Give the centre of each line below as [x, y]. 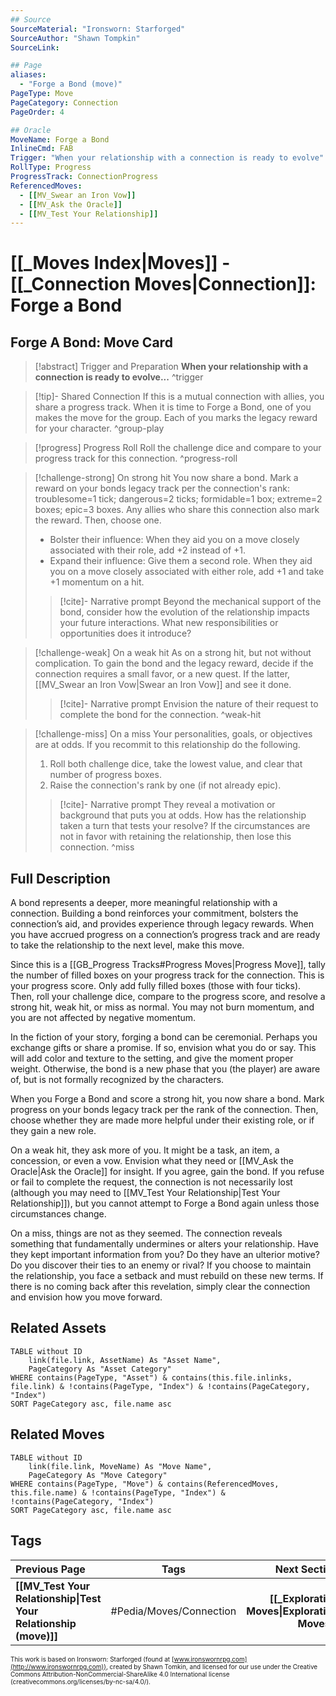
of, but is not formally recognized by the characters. [117, 1080]
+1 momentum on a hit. [97, 582]
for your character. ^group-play [99, 428]
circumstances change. [58, 1214]
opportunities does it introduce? [125, 633]
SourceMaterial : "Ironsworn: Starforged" [98, 29]
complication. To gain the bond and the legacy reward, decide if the [174, 663]
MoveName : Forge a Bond [60, 139]
